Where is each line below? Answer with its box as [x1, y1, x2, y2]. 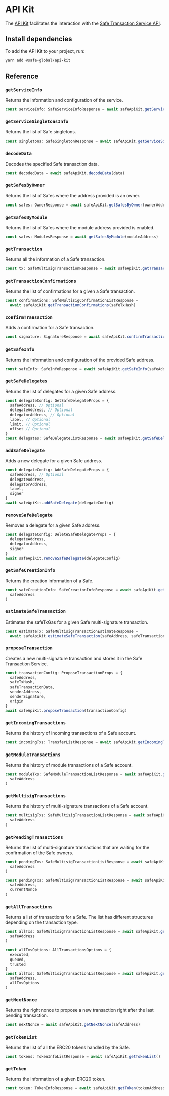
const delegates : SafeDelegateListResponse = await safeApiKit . [5, 436, 143, 441]
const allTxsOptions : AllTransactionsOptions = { [5, 947, 112, 952]
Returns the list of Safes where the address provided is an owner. [5, 192, 141, 198]
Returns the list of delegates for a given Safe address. [5, 388, 117, 394]
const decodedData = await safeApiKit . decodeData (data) [5, 170, 125, 176]
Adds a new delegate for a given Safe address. [5, 457, 102, 464]
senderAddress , [10, 689, 42, 695]
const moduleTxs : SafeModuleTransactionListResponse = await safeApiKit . [5, 772, 163, 777]
